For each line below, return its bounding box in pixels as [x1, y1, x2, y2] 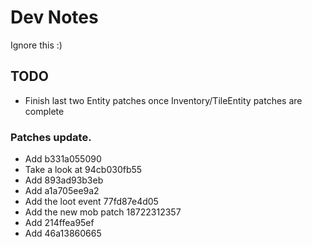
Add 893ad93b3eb [24, 174, 104, 186]
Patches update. [10, 130, 92, 144]
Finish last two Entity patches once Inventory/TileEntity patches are [24, 94, 303, 106]
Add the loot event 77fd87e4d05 [24, 196, 159, 208]
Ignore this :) [10, 39, 63, 51]
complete [24, 105, 65, 117]
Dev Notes [10, 6, 99, 29]
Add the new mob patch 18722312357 [24, 206, 182, 218]
